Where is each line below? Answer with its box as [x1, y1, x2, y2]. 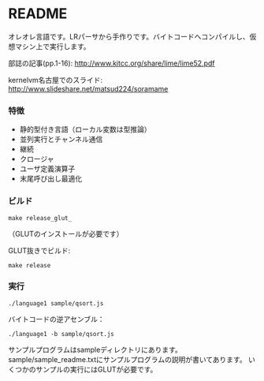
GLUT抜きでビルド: [8, 245, 71, 255]
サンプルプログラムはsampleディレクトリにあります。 [8, 345, 183, 354]
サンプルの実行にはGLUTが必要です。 [35, 364, 158, 374]
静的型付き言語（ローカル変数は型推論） [19, 125, 151, 134]
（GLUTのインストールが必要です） [8, 229, 124, 238]
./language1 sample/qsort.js [8, 299, 104, 308]
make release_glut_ [8, 214, 73, 222]
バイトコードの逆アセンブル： [8, 314, 105, 323]
